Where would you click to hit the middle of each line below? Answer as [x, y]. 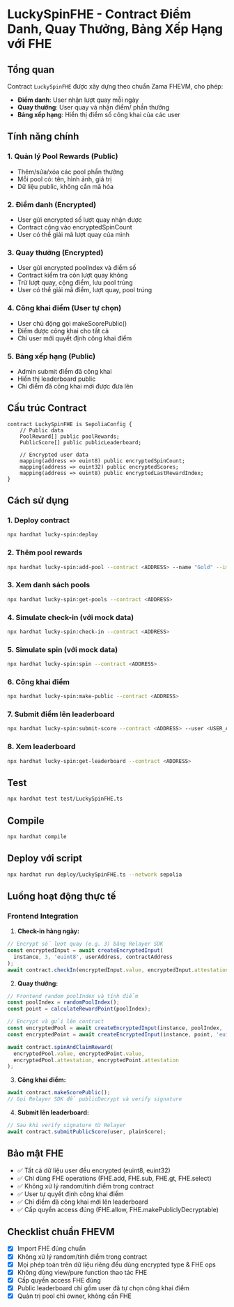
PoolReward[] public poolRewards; [70, 436]
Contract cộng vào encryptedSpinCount [75, 227]
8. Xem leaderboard [41, 747]
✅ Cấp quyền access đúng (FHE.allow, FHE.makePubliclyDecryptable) [118, 1209]
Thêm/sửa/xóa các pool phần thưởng [70, 172]
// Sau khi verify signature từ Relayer [67, 1126]
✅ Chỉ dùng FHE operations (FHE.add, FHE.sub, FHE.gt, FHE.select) [114, 1178]
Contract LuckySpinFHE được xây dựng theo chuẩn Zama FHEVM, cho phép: [115, 86]
